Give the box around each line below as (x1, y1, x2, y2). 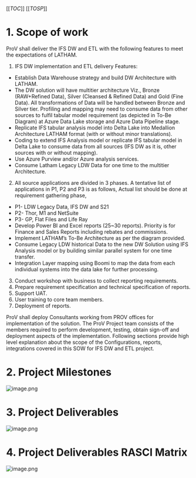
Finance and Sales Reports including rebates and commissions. (14, 228, 168, 235)
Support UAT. (14, 290, 48, 297)
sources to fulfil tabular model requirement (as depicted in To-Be (14, 111, 172, 118)
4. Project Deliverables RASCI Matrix (6, 446, 188, 459)
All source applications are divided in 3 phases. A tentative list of (14, 179, 171, 186)
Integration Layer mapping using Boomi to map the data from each (14, 259, 175, 267)
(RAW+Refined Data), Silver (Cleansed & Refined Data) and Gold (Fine (14, 92, 184, 99)
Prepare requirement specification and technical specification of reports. (14, 283, 191, 290)
